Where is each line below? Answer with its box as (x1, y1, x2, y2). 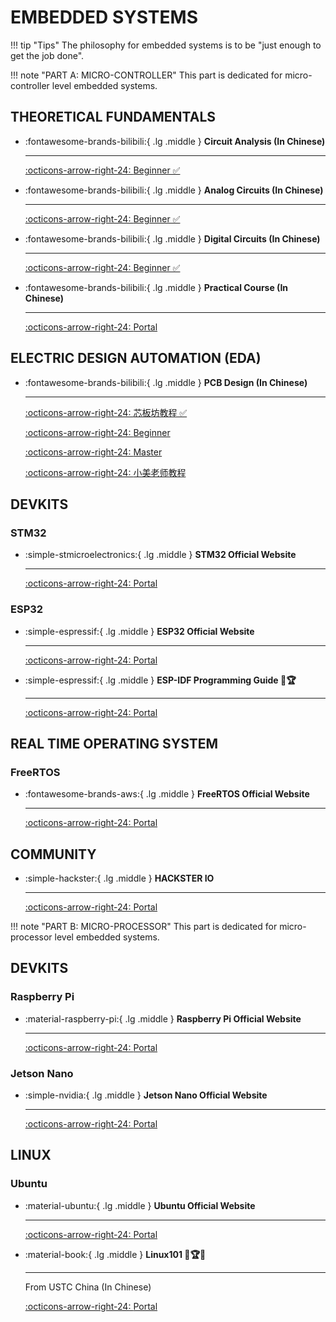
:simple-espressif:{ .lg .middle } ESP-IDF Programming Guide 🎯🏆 (24, 674, 297, 686)
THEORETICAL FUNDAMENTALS (10, 109, 217, 126)
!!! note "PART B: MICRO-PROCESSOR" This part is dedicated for (10, 921, 278, 933)
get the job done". (10, 49, 85, 61)
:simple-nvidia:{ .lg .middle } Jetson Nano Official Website (24, 1089, 268, 1101)
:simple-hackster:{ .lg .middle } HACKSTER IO (24, 872, 215, 885)
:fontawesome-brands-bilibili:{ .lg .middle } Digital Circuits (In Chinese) (24, 232, 321, 245)
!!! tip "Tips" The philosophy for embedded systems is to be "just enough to (10, 39, 322, 51)
